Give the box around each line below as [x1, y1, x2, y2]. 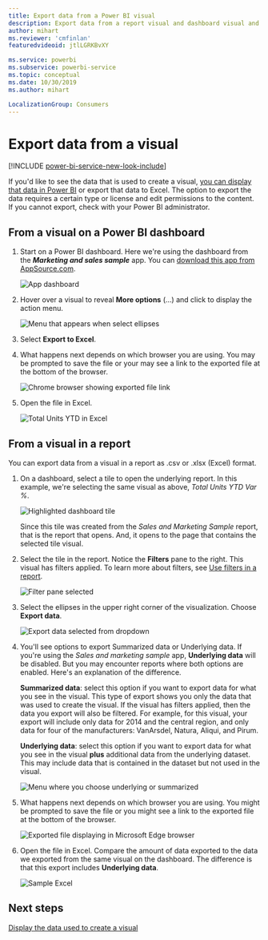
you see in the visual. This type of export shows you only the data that [19, 691, 252, 701]
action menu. [19, 304, 64, 313]
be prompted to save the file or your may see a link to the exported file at [19, 358, 261, 369]
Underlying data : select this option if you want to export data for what [19, 740, 252, 750]
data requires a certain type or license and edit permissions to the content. [8, 194, 254, 204]
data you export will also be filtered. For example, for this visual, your [19, 708, 248, 718]
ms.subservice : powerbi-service [8, 63, 116, 72]
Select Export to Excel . [19, 334, 97, 345]
